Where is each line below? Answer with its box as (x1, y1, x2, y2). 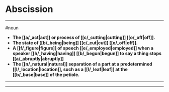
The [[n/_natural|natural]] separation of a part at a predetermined (12, 61, 152, 67)
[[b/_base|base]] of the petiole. (12, 71, 79, 77)
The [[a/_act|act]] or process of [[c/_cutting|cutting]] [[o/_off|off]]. (12, 34, 155, 40)
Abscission (5, 3, 53, 15)
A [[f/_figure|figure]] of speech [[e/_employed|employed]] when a (12, 45, 154, 51)
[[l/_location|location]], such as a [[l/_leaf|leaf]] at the (12, 66, 128, 72)
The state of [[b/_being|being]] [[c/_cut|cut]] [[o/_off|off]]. (12, 39, 138, 45)
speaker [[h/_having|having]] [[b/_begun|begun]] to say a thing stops (12, 50, 162, 56)
